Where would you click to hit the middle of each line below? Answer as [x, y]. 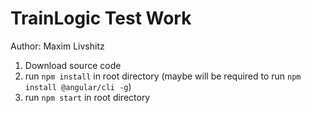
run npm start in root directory [87, 97]
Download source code [73, 65]
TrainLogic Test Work [101, 18]
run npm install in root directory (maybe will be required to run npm [163, 76]
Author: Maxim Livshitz [57, 46]
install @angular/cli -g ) [78, 86]
